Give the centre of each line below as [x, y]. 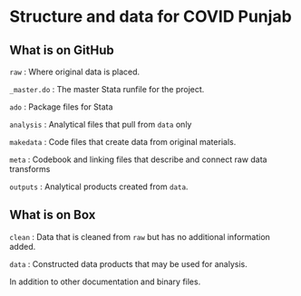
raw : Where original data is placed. [75, 72]
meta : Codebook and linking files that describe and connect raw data [138, 159]
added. [23, 246]
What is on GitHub [62, 50]
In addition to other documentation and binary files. [105, 282]
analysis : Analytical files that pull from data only [101, 124]
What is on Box [53, 215]
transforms [30, 169]
